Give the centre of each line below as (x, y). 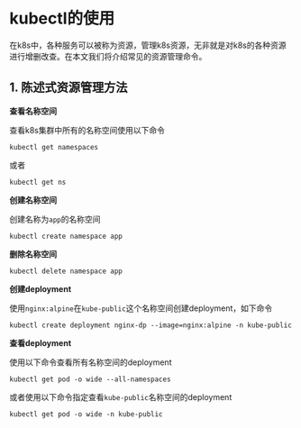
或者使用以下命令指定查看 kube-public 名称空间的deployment (121, 396)
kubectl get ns (38, 182)
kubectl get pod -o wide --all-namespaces (90, 379)
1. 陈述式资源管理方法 (68, 88)
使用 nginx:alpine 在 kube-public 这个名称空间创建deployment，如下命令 (141, 308)
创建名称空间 (33, 200)
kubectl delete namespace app (66, 271)
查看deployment (41, 342)
